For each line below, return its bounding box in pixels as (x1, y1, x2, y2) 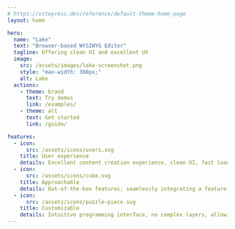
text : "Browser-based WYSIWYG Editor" (13, 43, 127, 50)
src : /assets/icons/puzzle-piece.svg (25, 198, 136, 205)
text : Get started (25, 114, 80, 121)
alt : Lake (20, 75, 49, 82)
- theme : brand (20, 88, 64, 95)
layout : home (7, 17, 45, 24)
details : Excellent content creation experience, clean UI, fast (20, 159, 215, 167)
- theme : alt (20, 108, 58, 115)
